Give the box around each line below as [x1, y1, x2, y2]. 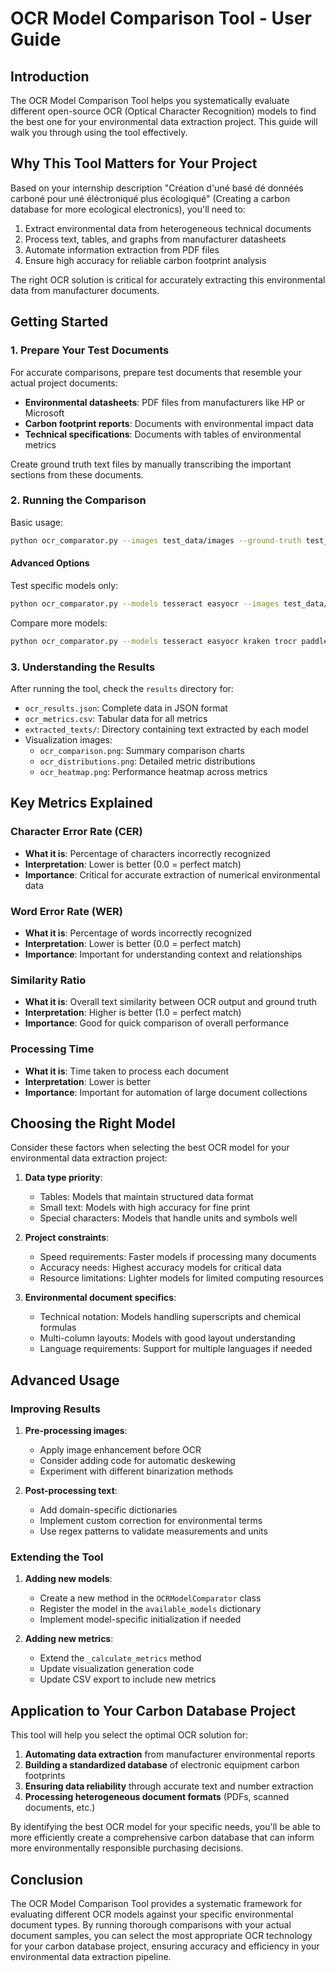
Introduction [10, 68, 90, 85]
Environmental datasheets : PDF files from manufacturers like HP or [24, 396, 306, 408]
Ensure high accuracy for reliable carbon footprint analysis [24, 254, 267, 266]
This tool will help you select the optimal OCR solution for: [10, 1729, 249, 1741]
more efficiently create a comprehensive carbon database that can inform [10, 1832, 315, 1844]
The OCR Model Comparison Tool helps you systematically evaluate [10, 95, 290, 106]
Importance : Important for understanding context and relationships [24, 948, 303, 960]
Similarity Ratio [10, 973, 87, 987]
